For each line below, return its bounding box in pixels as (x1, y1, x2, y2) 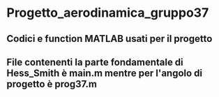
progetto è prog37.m (6, 78, 97, 90)
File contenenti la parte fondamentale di (6, 56, 184, 68)
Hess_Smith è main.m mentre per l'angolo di (6, 67, 203, 79)
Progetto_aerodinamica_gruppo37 (6, 5, 209, 21)
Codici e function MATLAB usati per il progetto (6, 33, 213, 45)
